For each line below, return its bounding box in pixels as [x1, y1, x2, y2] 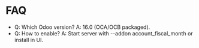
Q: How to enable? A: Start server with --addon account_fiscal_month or [14, 29, 193, 37]
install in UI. [14, 36, 43, 43]
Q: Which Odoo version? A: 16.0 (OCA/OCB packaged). [14, 23, 150, 31]
